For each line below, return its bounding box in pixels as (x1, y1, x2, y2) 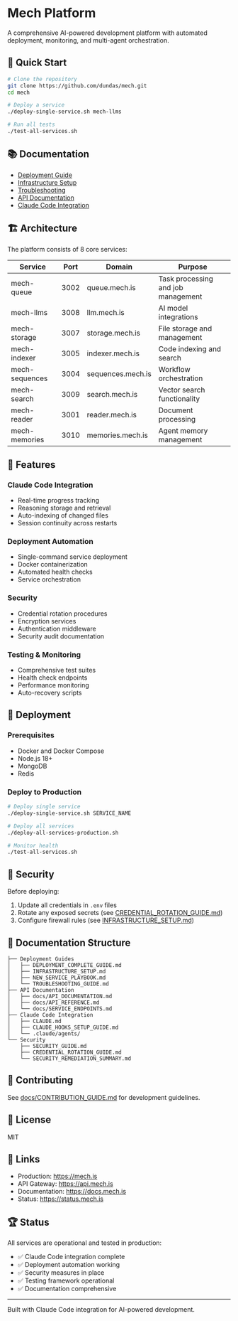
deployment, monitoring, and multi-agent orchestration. (7, 36, 169, 44)
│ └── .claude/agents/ (7, 1029, 81, 1037)
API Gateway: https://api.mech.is (17, 1180, 113, 1188)
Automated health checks (17, 567, 93, 577)
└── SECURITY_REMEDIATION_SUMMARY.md (20, 1054, 132, 1062)
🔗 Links (7, 1153, 40, 1165)
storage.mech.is (86, 328, 140, 338)
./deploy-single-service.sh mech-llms (7, 108, 122, 115)
